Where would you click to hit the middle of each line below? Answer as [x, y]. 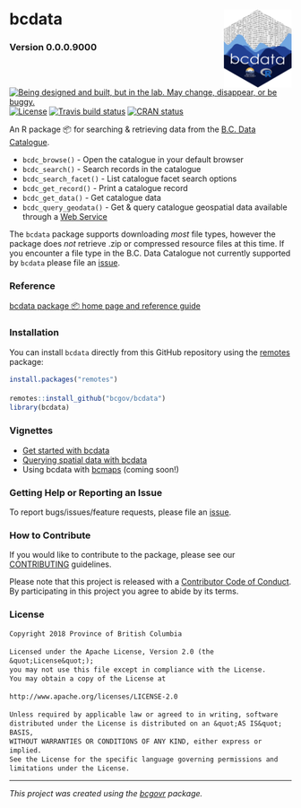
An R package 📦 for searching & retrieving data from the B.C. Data [133, 129]
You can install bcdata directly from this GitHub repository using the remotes [150, 352]
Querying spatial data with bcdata [85, 460]
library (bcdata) [39, 408]
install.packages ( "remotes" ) [64, 379]
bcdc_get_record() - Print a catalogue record [105, 188]
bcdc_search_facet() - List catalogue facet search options [129, 178]
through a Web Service [64, 217]
